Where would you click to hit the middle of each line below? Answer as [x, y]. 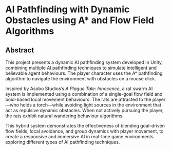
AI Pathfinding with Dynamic [68, 9]
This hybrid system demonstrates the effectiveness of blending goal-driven [85, 126]
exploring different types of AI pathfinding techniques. [63, 142]
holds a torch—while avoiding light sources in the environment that [91, 105]
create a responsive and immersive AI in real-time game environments [80, 136]
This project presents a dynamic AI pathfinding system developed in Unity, [84, 62]
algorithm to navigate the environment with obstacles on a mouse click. [81, 79]
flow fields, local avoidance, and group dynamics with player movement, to [84, 131]
